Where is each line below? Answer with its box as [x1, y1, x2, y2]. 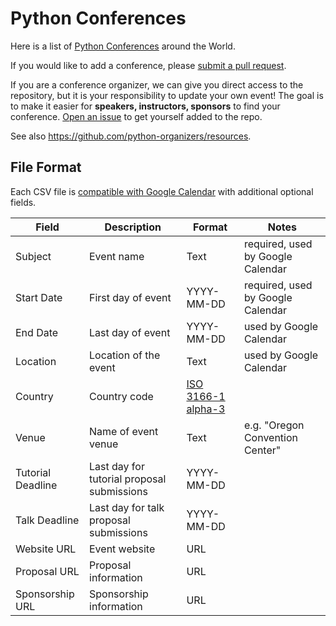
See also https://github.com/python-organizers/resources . [10, 130, 252, 142]
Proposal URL [15, 564, 80, 578]
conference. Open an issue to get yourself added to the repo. [10, 110, 263, 122]
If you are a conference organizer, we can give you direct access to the [10, 78, 304, 91]
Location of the [89, 348, 161, 362]
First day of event [89, 290, 172, 304]
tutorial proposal [89, 472, 167, 486]
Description [104, 220, 162, 234]
